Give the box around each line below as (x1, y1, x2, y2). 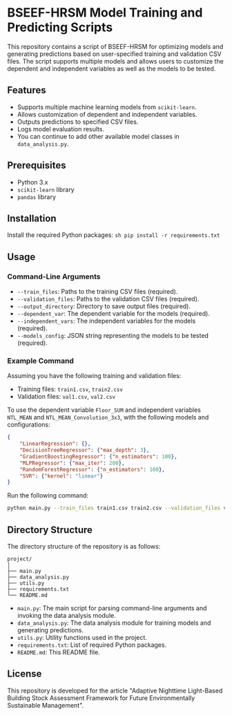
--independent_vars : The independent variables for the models (17, 317, 196, 326)
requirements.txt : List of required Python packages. (17, 641, 167, 649)
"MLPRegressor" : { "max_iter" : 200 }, (19, 460, 126, 467)
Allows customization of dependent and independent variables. (17, 110, 197, 118)
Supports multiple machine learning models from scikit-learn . (17, 102, 197, 111)
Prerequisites (7, 160, 66, 171)
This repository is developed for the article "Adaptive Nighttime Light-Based (7, 686, 223, 695)
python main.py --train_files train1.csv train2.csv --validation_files (7, 505, 221, 512)
